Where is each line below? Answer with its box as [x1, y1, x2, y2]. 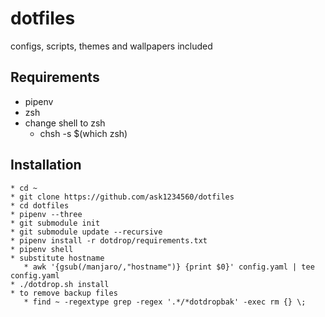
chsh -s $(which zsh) [39, 127, 128, 139]
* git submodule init [10, 218, 101, 228]
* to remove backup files [10, 288, 118, 298]
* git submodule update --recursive [10, 227, 163, 237]
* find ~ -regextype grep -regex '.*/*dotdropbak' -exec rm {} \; [23, 297, 307, 307]
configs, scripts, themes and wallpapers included [10, 40, 213, 52]
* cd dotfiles [10, 200, 70, 211]
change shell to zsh [24, 117, 106, 129]
